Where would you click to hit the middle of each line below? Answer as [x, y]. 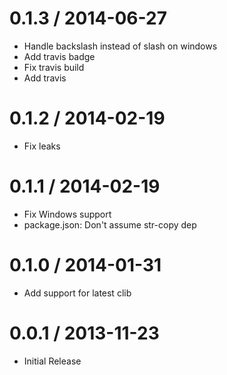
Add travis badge [59, 56]
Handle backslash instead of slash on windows [120, 46]
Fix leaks [42, 146]
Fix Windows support [67, 214]
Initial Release [52, 361]
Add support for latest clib [77, 293]
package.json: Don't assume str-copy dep [110, 224]
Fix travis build [54, 67]
